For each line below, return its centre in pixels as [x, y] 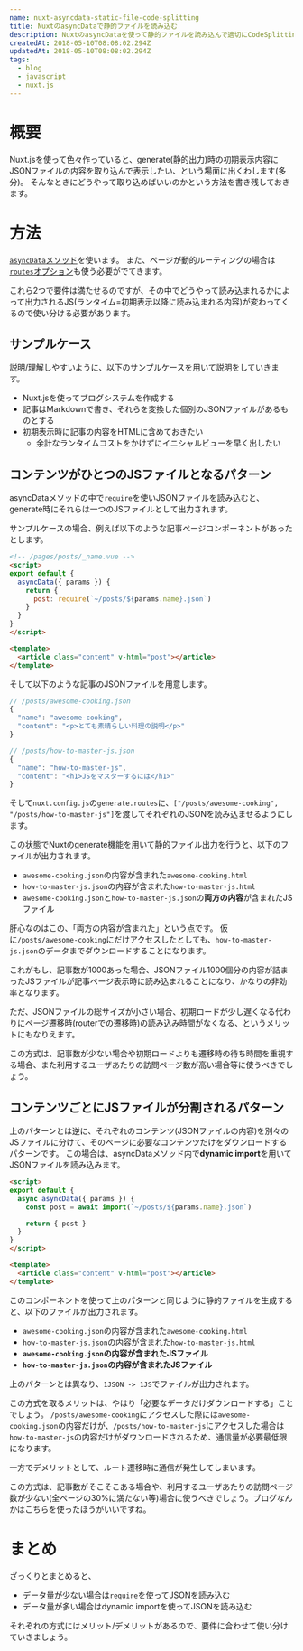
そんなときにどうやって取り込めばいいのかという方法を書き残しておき [160, 182]
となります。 [41, 993]
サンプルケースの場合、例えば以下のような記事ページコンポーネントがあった [151, 529]
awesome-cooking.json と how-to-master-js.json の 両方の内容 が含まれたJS [157, 898]
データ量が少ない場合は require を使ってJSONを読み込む [126, 1595]
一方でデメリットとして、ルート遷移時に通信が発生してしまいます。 [135, 1467]
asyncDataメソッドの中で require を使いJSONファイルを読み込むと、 [137, 498]
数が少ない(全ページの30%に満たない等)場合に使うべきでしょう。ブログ [143, 1497]
